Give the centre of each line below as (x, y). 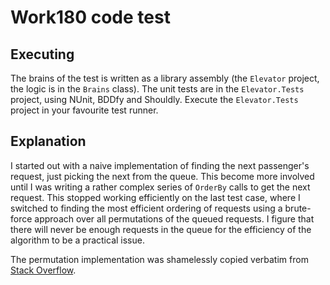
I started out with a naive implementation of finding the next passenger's (160, 165)
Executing (42, 54)
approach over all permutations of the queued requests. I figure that (174, 218)
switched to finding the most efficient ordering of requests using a (146, 208)
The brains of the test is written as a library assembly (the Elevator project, (165, 78)
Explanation (48, 141)
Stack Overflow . (43, 270)
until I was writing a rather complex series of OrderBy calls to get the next (160, 187)
